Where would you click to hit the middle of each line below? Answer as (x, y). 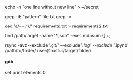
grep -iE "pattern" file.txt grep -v (38, 16)
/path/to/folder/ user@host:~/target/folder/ (48, 50)
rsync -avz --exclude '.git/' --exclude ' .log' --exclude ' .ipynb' (67, 45)
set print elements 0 (25, 73)
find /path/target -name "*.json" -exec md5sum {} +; (58, 36)
